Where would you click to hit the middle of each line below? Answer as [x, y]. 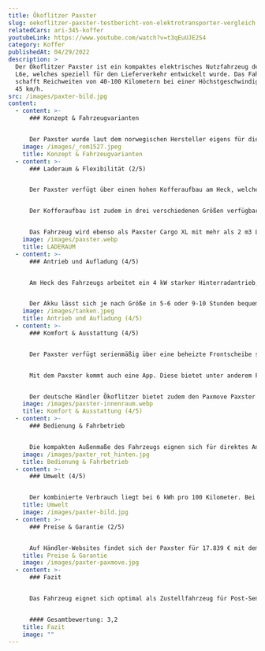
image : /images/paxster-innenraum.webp [88, 404]
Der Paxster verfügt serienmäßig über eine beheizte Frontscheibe [140, 354]
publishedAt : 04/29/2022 [49, 52]
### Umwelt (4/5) [58, 477]
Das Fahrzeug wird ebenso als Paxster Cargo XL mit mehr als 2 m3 [140, 232]
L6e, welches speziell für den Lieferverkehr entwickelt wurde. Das [130, 74]
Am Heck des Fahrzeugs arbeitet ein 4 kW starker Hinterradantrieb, [144, 282]
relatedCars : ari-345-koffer [56, 30]
